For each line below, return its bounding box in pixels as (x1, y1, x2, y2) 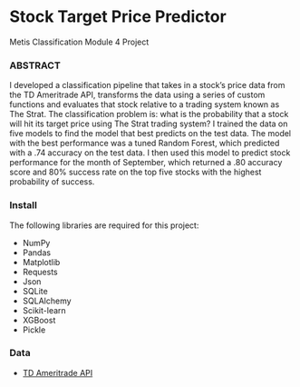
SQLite (22, 285, 48, 296)
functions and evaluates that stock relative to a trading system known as (9, 99, 280, 110)
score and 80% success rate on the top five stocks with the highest (9, 166, 262, 178)
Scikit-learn (22, 304, 66, 315)
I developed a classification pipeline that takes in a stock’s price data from (9, 80, 285, 91)
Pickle (22, 324, 46, 335)
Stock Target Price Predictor (9, 6, 227, 27)
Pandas (22, 247, 52, 258)
